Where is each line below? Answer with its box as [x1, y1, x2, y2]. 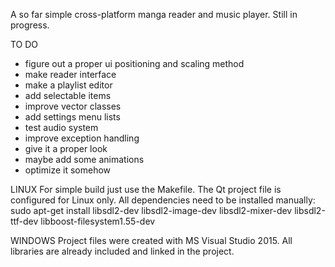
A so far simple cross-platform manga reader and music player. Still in [10, 9, 298, 20]
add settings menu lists [24, 111, 121, 123]
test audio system [24, 122, 99, 133]
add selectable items [24, 90, 112, 101]
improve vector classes [24, 100, 122, 112]
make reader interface [24, 69, 117, 80]
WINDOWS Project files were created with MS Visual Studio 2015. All [10, 235, 293, 246]
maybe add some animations [24, 154, 145, 165]
